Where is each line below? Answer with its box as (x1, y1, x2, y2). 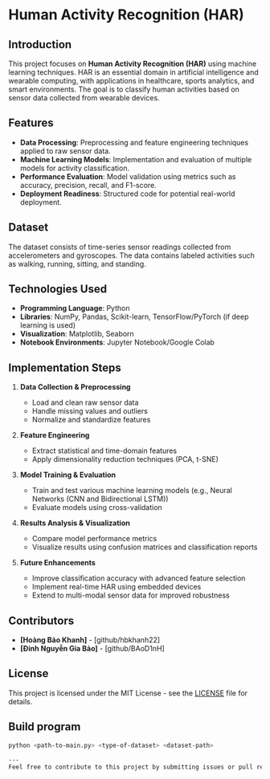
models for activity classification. (19, 163, 130, 173)
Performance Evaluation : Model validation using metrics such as (19, 171, 236, 181)
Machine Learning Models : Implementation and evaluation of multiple (19, 154, 252, 164)
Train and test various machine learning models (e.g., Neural (31, 486, 233, 496)
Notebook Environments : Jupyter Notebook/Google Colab (19, 337, 215, 347)
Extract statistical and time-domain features (31, 446, 178, 455)
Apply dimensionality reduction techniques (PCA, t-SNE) (31, 455, 219, 464)
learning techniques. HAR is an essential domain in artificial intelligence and (8, 67, 259, 77)
